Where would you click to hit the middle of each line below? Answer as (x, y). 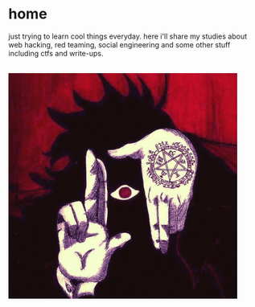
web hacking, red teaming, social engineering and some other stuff (119, 44)
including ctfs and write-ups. (56, 53)
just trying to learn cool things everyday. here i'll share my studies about (128, 36)
